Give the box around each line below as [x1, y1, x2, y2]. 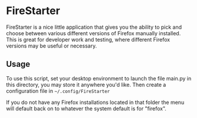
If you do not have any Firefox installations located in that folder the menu [6, 99, 185, 106]
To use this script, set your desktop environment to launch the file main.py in [6, 75, 192, 82]
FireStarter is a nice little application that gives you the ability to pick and [6, 23, 182, 31]
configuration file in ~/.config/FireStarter [6, 87, 110, 95]
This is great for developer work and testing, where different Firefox [6, 36, 171, 43]
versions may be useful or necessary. [6, 42, 97, 49]
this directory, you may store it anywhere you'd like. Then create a [6, 81, 166, 88]
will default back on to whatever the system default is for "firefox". [6, 104, 166, 112]
